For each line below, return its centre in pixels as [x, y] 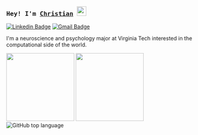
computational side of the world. [46, 45]
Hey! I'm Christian [40, 14]
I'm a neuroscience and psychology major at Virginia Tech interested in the [99, 39]
